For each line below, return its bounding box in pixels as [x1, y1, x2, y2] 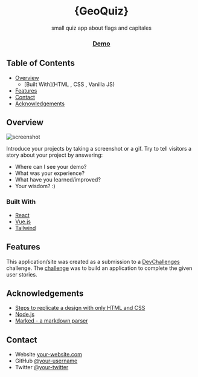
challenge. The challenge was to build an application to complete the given [6, 264, 193, 272]
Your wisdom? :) [14, 183, 56, 190]
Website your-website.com [14, 351, 83, 358]
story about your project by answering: [6, 151, 103, 159]
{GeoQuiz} [74, 4, 129, 18]
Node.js [14, 310, 35, 318]
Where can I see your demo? [14, 163, 87, 171]
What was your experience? [14, 169, 85, 177]
